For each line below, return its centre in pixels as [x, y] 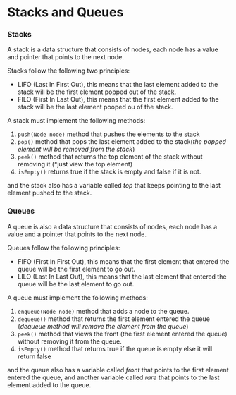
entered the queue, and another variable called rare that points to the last [113, 377]
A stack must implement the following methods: [76, 121]
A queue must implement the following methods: [77, 298]
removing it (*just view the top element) [75, 164]
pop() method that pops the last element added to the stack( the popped [122, 142]
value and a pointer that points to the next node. [77, 234]
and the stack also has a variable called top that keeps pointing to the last [114, 186]
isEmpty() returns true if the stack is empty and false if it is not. [109, 172]
